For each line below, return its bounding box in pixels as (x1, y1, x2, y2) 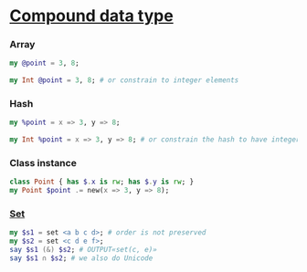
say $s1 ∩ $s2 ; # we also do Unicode (9, 254, 153, 263)
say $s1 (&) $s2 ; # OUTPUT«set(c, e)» (9, 246, 157, 255)
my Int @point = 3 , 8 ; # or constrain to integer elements (9, 76, 239, 85)
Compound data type (9, 5, 174, 26)
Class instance (9, 156, 78, 169)
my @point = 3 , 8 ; (9, 58, 79, 68)
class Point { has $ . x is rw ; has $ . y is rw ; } (9, 177, 195, 187)
